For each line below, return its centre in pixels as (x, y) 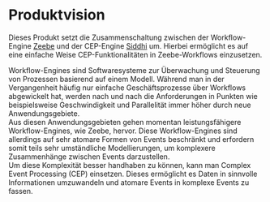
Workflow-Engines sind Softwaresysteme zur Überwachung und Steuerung (135, 70)
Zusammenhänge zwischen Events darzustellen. (89, 157)
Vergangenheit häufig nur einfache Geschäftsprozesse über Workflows (127, 88)
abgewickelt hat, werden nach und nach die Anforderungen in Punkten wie (133, 96)
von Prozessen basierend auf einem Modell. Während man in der (116, 79)
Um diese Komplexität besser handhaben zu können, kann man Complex (130, 165)
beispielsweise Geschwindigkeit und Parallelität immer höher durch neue (130, 105)
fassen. (21, 191)
